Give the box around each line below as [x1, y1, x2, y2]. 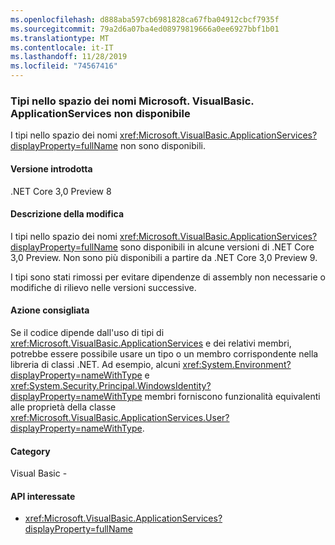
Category [10, 445, 51, 457]
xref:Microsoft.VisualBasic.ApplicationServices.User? [10, 411, 230, 423]
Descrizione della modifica [10, 208, 125, 220]
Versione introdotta [10, 162, 93, 175]
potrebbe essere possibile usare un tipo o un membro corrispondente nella [10, 347, 319, 360]
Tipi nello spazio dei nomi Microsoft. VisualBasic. [10, 94, 255, 108]
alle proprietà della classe [10, 401, 117, 413]
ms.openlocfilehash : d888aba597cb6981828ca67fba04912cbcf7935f [10, 14, 280, 25]
